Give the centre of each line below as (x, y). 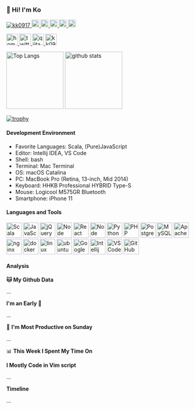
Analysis (18, 266)
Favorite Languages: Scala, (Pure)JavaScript (71, 147)
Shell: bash (29, 159)
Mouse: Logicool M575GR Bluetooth (60, 192)
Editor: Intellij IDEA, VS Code (51, 153)
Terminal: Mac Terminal (44, 166)
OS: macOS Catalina (41, 172)
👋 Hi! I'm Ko (24, 10)
